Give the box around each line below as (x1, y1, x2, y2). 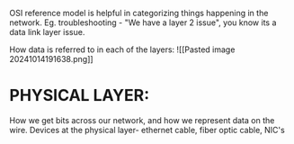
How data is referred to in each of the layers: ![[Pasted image (9, 44, 236, 55)
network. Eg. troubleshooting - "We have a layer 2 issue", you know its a (9, 17, 277, 28)
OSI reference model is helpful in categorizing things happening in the (9, 8, 269, 18)
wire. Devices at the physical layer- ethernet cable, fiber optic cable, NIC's (9, 124, 285, 135)
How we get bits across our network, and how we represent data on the (9, 114, 275, 125)
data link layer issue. (9, 27, 85, 37)
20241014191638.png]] (9, 54, 94, 64)
